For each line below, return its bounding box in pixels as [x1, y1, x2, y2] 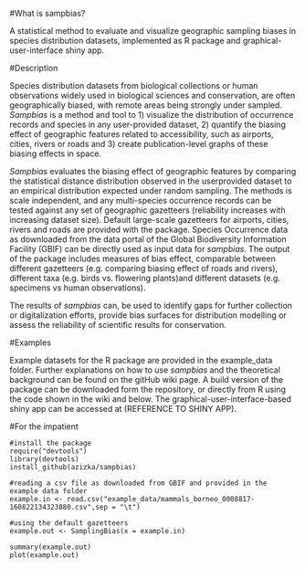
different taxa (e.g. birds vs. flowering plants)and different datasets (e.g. [9, 273, 281, 283]
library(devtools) [9, 455, 79, 464]
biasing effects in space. [9, 148, 102, 159]
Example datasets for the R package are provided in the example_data [9, 355, 273, 365]
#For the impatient [9, 421, 79, 432]
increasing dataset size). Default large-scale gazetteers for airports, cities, [9, 215, 289, 225]
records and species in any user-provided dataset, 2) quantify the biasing [9, 119, 286, 130]
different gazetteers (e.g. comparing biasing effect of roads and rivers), [9, 263, 279, 273]
